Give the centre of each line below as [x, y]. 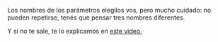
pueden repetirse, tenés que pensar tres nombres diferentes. [96, 17]
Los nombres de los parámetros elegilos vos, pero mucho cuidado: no [109, 10]
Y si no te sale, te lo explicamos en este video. [75, 31]
